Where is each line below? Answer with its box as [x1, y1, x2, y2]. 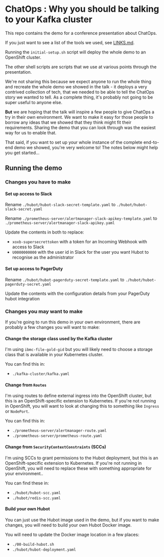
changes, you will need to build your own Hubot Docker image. [5, 522, 132, 528]
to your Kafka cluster [5, 14, 93, 25]
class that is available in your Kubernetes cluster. [5, 352, 104, 358]
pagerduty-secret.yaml [5, 282, 51, 287]
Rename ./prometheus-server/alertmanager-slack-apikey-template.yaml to [5, 215, 158, 221]
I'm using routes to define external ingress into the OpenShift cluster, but [5, 393, 152, 398]
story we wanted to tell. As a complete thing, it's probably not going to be [5, 94, 153, 100]
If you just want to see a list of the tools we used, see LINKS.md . [5, 39, 135, 45]
